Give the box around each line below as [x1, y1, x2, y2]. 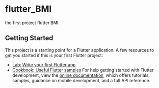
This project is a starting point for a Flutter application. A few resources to [5, 47, 155, 53]
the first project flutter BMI [5, 20, 59, 26]
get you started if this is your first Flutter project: [5, 52, 103, 58]
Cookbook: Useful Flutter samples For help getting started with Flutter [12, 67, 154, 73]
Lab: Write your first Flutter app [12, 61, 76, 67]
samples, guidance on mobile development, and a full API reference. [12, 77, 151, 83]
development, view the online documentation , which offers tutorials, [12, 72, 150, 78]
